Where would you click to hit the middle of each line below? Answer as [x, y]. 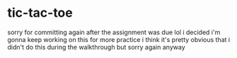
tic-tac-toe [40, 13]
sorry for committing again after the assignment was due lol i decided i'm [114, 32]
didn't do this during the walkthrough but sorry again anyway [96, 47]
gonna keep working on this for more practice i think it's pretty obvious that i [119, 39]
